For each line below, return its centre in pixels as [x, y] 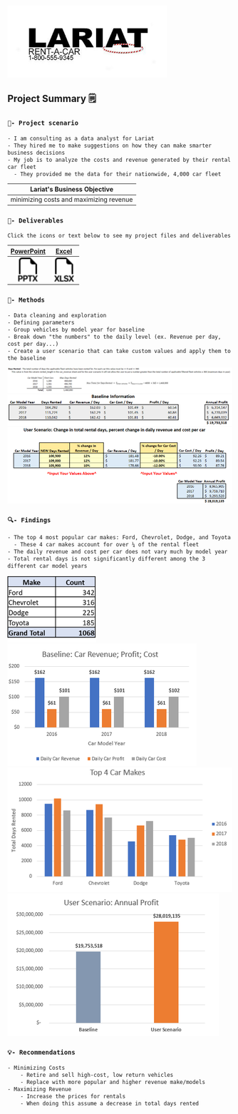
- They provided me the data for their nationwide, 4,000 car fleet [118, 174]
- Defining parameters [41, 322]
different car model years [47, 566]
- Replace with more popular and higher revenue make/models [113, 1082]
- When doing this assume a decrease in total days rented [110, 1103]
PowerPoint [28, 251]
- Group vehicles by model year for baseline [76, 329]
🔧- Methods [26, 300]
